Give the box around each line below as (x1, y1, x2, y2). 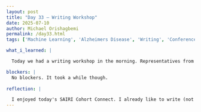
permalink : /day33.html (6, 31, 66, 37)
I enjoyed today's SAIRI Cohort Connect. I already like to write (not (11, 96, 194, 102)
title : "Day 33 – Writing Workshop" (6, 14, 98, 20)
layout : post (6, 8, 39, 15)
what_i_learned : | (6, 47, 52, 54)
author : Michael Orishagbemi (6, 25, 79, 32)
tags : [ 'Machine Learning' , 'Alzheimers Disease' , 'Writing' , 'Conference (6, 37, 197, 43)
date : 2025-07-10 (6, 20, 50, 26)
